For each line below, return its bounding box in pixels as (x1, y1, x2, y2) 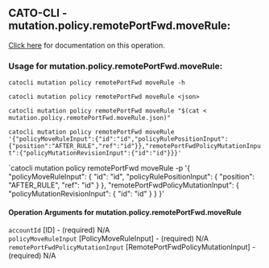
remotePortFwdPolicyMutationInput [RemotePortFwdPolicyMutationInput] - (8, 242, 256, 252)
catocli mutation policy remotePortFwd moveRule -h (8, 79, 185, 87)
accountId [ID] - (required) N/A (8, 225, 110, 235)
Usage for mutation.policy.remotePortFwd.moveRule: (8, 60, 223, 72)
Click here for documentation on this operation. (8, 40, 165, 50)
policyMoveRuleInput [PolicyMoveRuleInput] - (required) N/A (8, 233, 209, 244)
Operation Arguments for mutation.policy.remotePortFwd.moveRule (8, 207, 242, 216)
